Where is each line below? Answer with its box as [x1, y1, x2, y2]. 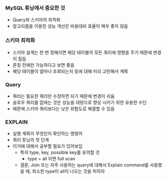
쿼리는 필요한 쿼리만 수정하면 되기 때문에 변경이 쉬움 [12, 93, 115, 99]
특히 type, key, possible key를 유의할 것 [20, 149, 100, 155]
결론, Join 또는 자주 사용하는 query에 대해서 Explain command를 [20, 162, 149, 168]
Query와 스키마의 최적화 [12, 17, 61, 23]
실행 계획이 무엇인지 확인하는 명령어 [12, 131, 83, 137]
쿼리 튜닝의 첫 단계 [12, 137, 49, 143]
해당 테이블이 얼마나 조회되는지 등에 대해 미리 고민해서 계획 [12, 68, 128, 74]
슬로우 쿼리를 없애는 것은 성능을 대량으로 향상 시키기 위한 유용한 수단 [12, 99, 147, 105]
